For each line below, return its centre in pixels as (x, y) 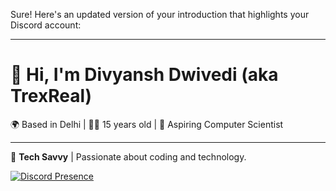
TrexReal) (51, 96)
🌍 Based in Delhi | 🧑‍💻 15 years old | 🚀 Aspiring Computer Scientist (147, 124)
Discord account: (46, 25)
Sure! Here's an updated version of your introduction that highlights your (160, 14)
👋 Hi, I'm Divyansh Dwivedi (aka (144, 75)
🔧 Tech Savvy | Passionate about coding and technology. (128, 156)
